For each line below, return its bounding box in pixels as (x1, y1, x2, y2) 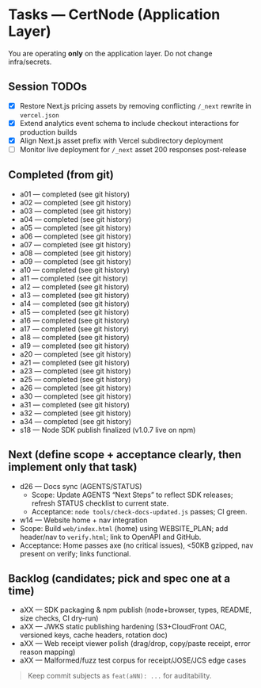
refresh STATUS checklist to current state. (31, 498, 169, 508)
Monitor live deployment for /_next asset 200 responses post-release (19, 144, 247, 154)
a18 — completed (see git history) (19, 332, 130, 342)
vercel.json (19, 111, 59, 120)
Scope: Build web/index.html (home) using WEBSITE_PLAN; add (19, 523, 229, 533)
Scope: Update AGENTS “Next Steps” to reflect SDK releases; (31, 490, 233, 499)
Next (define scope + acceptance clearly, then (8, 448, 242, 461)
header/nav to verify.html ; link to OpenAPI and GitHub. (19, 532, 202, 541)
